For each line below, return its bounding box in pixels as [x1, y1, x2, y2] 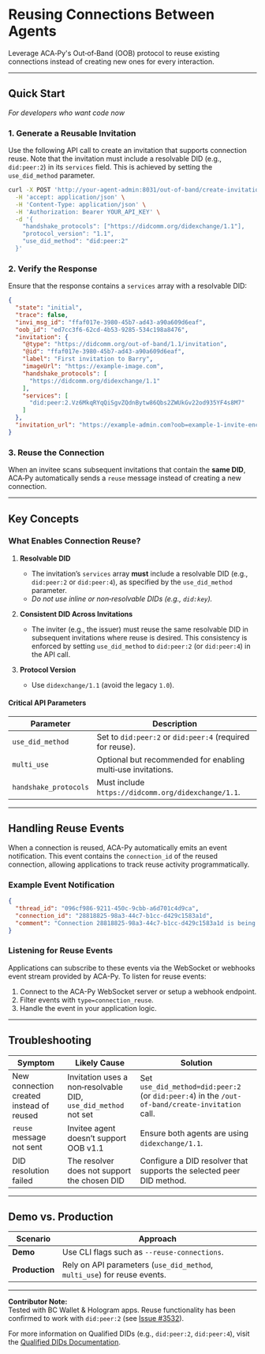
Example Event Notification [8, 879, 115, 890]
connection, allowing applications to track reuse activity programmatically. [8, 860, 250, 869]
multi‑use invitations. [96, 764, 174, 775]
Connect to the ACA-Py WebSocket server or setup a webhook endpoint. [19, 987, 257, 996]
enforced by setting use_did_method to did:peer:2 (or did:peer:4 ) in [31, 641, 251, 651]
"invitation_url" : [15, 421, 77, 429]
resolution [12, 1165, 50, 1176]
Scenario [16, 1233, 51, 1244]
